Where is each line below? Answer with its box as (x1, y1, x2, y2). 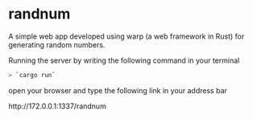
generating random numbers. (8, 39, 106, 49)
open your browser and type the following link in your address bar (8, 85, 228, 95)
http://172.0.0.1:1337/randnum (8, 101, 106, 111)
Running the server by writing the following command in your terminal (8, 55, 240, 65)
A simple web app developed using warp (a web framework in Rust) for (8, 31, 245, 41)
